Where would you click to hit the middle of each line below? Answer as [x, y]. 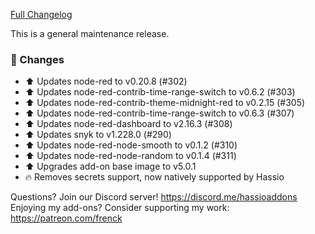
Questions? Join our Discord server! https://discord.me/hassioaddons [154, 197]
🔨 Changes [37, 59]
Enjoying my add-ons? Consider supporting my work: [120, 208]
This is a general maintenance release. [90, 33]
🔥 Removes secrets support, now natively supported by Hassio [154, 177]
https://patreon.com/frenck [66, 218]
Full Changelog [41, 14]
